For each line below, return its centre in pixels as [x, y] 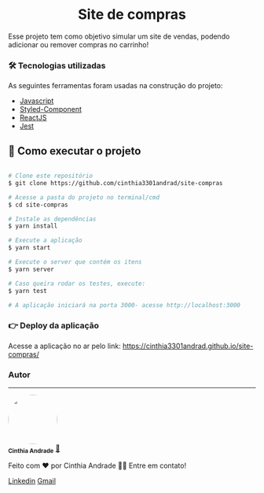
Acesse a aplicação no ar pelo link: [64, 346]
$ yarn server [31, 269]
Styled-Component [51, 109]
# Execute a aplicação [45, 241]
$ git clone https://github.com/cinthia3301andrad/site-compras [115, 183]
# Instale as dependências [52, 219]
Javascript [37, 101]
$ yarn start [29, 248]
